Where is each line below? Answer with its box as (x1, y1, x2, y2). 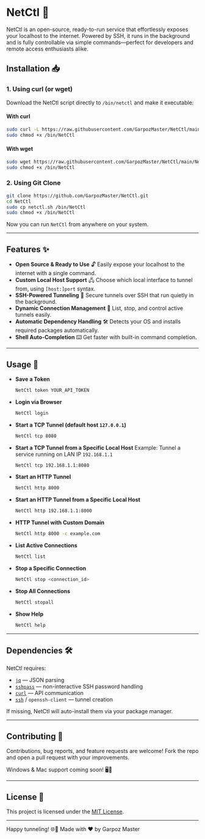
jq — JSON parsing (15, 677, 65, 684)
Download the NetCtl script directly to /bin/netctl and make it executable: (6, 99, 194, 106)
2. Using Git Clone (6, 179, 61, 187)
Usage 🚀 (6, 359, 38, 370)
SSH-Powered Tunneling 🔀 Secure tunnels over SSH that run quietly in (15, 292, 194, 299)
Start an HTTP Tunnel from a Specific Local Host (15, 496, 140, 503)
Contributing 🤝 (6, 731, 63, 741)
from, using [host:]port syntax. (15, 285, 96, 292)
